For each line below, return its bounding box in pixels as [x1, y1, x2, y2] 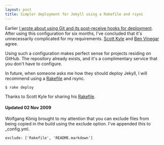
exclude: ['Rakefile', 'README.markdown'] [5, 135, 93, 140]
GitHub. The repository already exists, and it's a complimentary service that [5, 55, 158, 61]
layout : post [5, 7, 32, 12]
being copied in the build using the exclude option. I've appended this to [5, 121, 151, 126]
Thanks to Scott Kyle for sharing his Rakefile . [5, 94, 95, 99]
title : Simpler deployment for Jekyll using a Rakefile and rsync [5, 12, 143, 17]
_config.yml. [5, 126, 30, 132]
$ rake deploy [5, 85, 34, 90]
